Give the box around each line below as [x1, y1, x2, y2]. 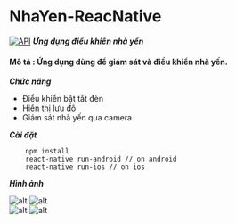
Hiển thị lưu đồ [21, 103, 77, 113]
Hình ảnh [9, 178, 45, 189]
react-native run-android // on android [25, 154, 177, 164]
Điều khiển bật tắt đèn [21, 94, 104, 104]
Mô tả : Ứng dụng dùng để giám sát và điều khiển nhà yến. [9, 56, 229, 67]
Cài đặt [9, 129, 37, 140]
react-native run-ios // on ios [25, 162, 145, 171]
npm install [25, 147, 69, 156]
